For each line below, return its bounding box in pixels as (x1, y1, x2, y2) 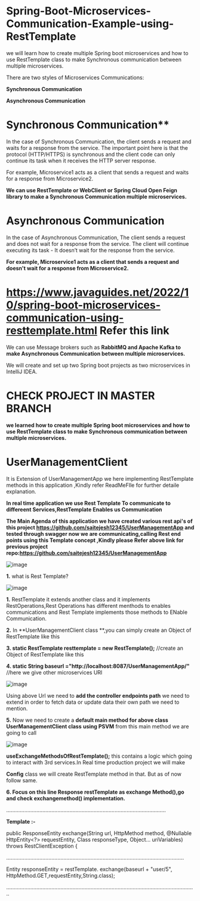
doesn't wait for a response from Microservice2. (6, 264, 129, 272)
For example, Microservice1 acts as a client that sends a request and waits (6, 168, 189, 176)
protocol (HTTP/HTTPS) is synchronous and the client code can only (6, 150, 176, 158)
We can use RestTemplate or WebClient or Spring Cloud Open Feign (6, 186, 178, 194)
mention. (6, 704, 28, 712)
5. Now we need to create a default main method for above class (6, 716, 168, 724)
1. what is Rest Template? (6, 572, 69, 580)
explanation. (6, 487, 37, 495)
